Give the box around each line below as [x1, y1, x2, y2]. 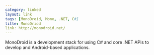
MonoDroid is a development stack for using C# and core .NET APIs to [5, 39, 149, 45]
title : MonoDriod [5, 21, 41, 26]
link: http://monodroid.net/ [5, 26, 66, 31]
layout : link [5, 12, 32, 17]
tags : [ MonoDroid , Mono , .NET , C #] [5, 16, 79, 21]
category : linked [5, 7, 41, 12]
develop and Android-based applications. [5, 45, 90, 51]
